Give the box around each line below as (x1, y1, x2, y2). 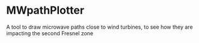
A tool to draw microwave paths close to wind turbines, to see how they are (6, 23, 194, 30)
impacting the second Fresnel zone (6, 29, 94, 36)
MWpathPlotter (6, 4, 85, 17)
